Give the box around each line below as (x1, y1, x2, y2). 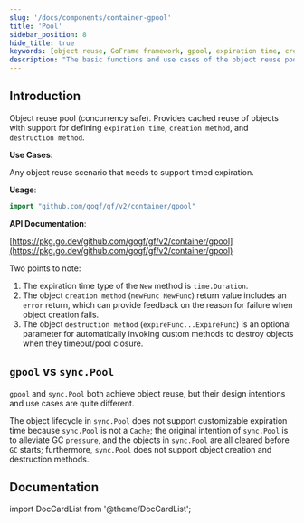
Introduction (9, 89, 81, 104)
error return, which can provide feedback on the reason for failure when (22, 299, 293, 310)
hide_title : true (9, 38, 75, 48)
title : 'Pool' (9, 22, 63, 31)
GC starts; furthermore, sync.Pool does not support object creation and (9, 444, 272, 454)
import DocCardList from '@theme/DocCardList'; (9, 503, 192, 515)
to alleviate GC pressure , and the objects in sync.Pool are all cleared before (9, 434, 290, 445)
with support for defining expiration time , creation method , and (9, 122, 249, 133)
